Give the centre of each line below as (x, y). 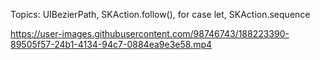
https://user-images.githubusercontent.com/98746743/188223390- (150, 33)
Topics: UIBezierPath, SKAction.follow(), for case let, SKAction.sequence (160, 14)
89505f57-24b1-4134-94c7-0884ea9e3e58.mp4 (111, 44)
